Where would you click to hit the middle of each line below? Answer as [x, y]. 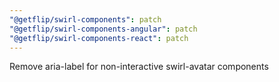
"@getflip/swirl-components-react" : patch [99, 38]
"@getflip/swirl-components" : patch [85, 19]
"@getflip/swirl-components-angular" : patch [103, 29]
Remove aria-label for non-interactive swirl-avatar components [139, 67]
